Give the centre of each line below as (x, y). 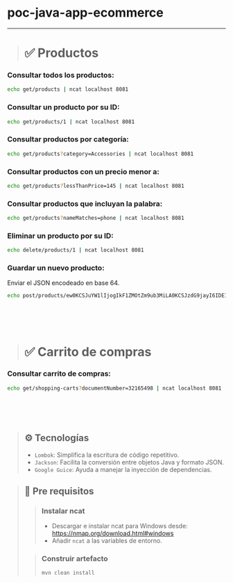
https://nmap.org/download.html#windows (113, 533)
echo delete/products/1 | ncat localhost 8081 (76, 250)
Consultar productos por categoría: (68, 139)
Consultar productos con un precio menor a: (83, 171)
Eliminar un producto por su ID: (61, 236)
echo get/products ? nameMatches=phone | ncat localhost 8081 (96, 218)
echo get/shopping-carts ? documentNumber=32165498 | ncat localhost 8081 (114, 388)
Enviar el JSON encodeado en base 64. (63, 283)
